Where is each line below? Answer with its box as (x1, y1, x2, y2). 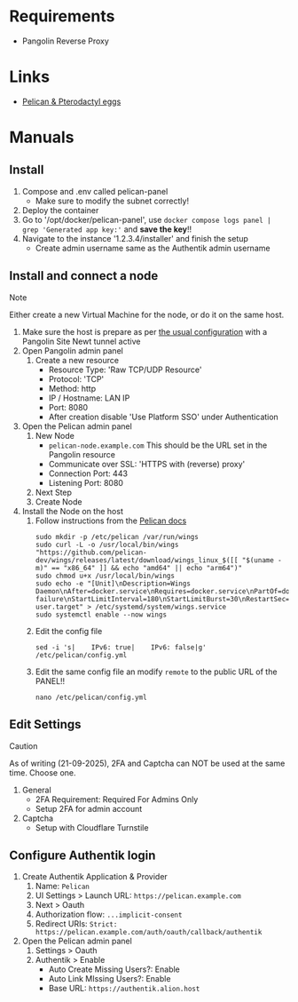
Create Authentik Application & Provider (21, 871, 169, 882)
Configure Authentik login (9, 847, 156, 863)
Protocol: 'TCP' (48, 373, 105, 384)
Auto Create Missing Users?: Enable (48, 964, 180, 974)
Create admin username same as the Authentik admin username (35, 243, 271, 253)
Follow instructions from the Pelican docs (35, 515, 187, 526)
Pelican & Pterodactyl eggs (21, 96, 122, 107)
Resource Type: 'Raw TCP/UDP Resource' (48, 364, 202, 375)
